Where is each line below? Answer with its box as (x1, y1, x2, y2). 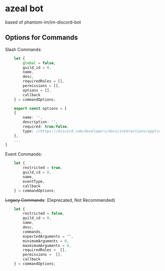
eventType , (23, 179, 45, 184)
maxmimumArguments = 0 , (23, 243, 71, 248)
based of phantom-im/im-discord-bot (5, 19, 81, 25)
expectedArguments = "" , (23, 234, 74, 239)
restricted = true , (23, 165, 63, 170)
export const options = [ (14, 106, 67, 111)
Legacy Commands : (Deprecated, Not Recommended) (5, 197, 115, 203)
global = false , (23, 60, 56, 65)
